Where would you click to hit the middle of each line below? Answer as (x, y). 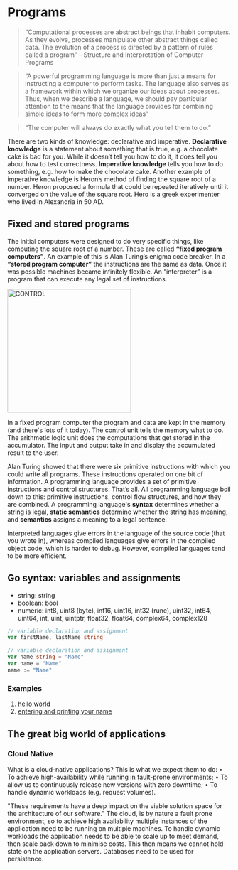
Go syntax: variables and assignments (94, 578)
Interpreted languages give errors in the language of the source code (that (116, 533)
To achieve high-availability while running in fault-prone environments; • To (118, 777)
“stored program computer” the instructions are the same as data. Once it (117, 264)
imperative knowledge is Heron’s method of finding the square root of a (112, 179)
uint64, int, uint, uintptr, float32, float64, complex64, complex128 (113, 618)
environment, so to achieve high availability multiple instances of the (107, 821)
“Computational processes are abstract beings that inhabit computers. (128, 32)
